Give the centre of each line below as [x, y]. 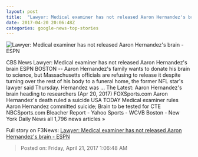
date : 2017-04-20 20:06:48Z [41, 22]
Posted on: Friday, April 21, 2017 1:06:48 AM [74, 148]
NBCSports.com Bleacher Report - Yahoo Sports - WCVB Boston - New [93, 113]
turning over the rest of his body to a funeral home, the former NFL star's [95, 81]
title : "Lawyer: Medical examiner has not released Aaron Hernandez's [96, 17]
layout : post [22, 12]
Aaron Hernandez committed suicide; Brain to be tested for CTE [83, 106]
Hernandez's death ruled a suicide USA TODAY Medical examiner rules [92, 100]
